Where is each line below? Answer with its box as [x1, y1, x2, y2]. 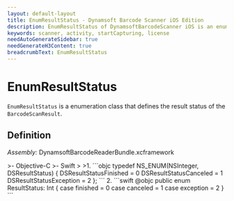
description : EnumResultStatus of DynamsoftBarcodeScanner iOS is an [7, 23, 214, 30]
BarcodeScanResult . [7, 109, 63, 118]
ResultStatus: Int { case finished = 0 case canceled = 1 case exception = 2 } [7, 184, 224, 192]
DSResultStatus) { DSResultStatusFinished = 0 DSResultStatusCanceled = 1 [7, 168, 223, 177]
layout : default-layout [7, 10, 77, 17]
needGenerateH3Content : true [7, 42, 92, 49]
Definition [7, 129, 51, 141]
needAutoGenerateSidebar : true [7, 36, 98, 43]
